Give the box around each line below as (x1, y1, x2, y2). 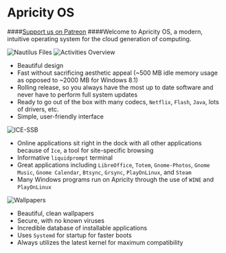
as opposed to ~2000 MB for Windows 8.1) (16, 75, 139, 84)
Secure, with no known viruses (16, 216, 105, 224)
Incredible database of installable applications (16, 224, 148, 232)
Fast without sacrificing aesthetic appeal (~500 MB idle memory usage (16, 69, 218, 77)
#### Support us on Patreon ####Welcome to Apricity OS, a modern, (7, 27, 203, 36)
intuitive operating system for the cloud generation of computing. (7, 34, 192, 43)
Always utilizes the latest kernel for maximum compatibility (16, 238, 183, 246)
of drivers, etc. (16, 105, 59, 113)
